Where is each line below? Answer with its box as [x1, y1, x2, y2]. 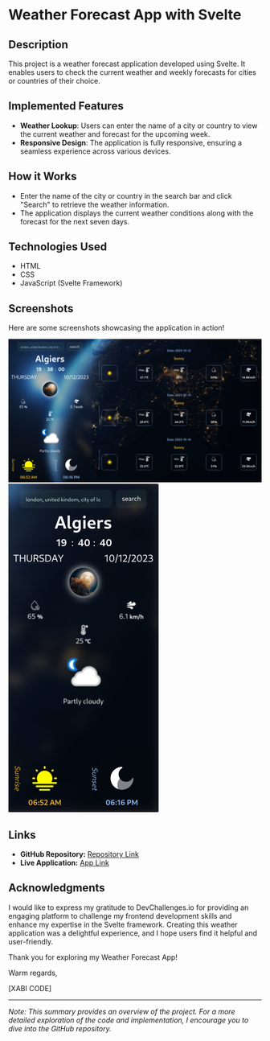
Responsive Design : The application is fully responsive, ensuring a [19, 138, 243, 147]
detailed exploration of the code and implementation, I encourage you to [8, 1015, 249, 1025]
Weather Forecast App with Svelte [8, 6, 242, 24]
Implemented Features [8, 99, 125, 113]
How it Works [8, 170, 77, 183]
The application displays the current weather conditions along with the [19, 208, 254, 218]
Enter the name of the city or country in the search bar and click [19, 191, 232, 200]
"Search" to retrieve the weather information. [19, 200, 170, 209]
